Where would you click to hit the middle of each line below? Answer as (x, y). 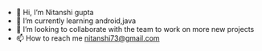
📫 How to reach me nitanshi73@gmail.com (88, 38)
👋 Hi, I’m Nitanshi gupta (55, 12)
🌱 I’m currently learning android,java (76, 21)
